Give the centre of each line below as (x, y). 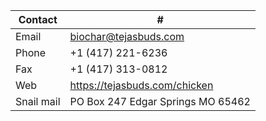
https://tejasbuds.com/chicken (141, 85)
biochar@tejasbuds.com (127, 36)
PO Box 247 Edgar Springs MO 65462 (160, 101)
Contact (38, 19)
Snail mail (38, 101)
